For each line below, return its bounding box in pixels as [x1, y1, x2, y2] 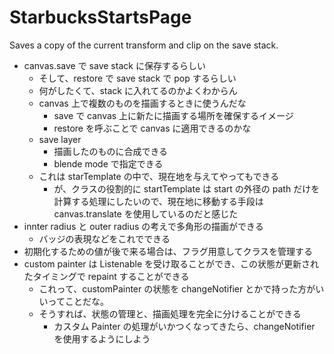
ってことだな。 [47, 295, 109, 307]
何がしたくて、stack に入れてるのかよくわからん [38, 84, 238, 96]
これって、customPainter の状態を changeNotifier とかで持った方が [38, 282, 316, 295]
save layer [38, 133, 82, 145]
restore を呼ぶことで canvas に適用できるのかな [53, 122, 252, 134]
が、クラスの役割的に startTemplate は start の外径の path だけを [53, 182, 321, 195]
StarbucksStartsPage [9, 6, 192, 29]
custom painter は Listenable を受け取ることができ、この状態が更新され [23, 257, 320, 270]
